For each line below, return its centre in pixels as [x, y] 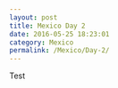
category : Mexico [42, 42]
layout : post [34, 17]
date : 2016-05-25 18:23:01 [59, 34]
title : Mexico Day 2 [48, 26]
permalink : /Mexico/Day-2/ [59, 51]
